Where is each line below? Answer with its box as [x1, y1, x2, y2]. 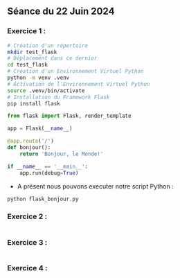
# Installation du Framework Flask [7, 94, 110, 101]
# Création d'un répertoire [7, 42, 89, 49]
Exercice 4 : [7, 263, 48, 272]
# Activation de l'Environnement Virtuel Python [7, 80, 150, 87]
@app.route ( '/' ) [7, 138, 54, 145]
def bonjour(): [7, 144, 51, 151]
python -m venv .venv [7, 74, 70, 82]
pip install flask [7, 100, 60, 107]
